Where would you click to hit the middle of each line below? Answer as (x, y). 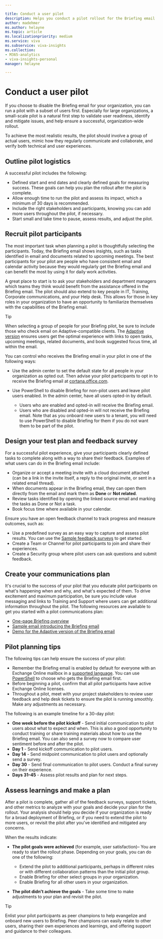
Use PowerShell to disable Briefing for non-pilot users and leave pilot (81, 390)
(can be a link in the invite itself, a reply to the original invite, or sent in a (83, 478)
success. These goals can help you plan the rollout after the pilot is (79, 188)
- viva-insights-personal (31, 59)
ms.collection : (20, 50)
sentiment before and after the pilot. (48, 744)
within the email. (21, 346)
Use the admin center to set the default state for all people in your (78, 370)
